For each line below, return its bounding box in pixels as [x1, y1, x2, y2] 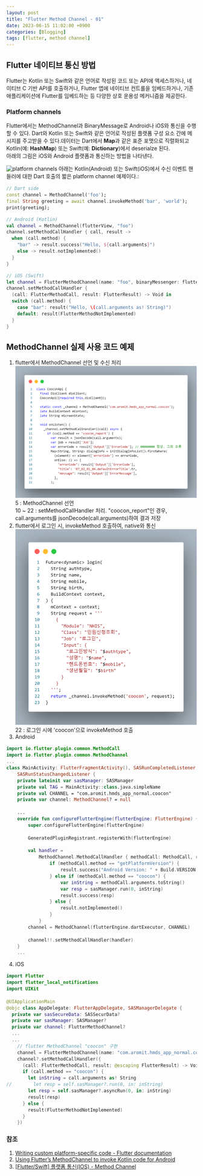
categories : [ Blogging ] [6, 29, 66, 35]
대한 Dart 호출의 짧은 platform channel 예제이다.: [22, 173, 140, 180]
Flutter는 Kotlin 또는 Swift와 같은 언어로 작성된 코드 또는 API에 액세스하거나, [6, 77, 186, 84]
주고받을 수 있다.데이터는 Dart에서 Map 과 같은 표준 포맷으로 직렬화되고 [22, 137, 189, 144]
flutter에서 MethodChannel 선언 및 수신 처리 [14, 359, 121, 366]
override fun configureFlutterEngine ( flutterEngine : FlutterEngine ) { [17, 816, 199, 822]
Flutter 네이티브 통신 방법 [6, 60, 96, 70]
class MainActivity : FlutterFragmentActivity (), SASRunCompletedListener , [6, 765, 199, 771]
